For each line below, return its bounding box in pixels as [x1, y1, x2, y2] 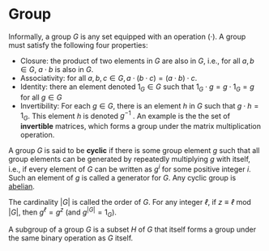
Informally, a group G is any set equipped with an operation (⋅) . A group [8, 32, 246, 41]
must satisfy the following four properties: [8, 40, 148, 49]
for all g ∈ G [19, 92, 62, 102]
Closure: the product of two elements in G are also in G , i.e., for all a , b [19, 56, 255, 66]
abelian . [8, 181, 35, 191]
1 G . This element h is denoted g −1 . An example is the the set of [19, 109, 231, 122]
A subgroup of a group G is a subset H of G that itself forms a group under [8, 224, 257, 235]
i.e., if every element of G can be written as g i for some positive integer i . [8, 163, 251, 174]
